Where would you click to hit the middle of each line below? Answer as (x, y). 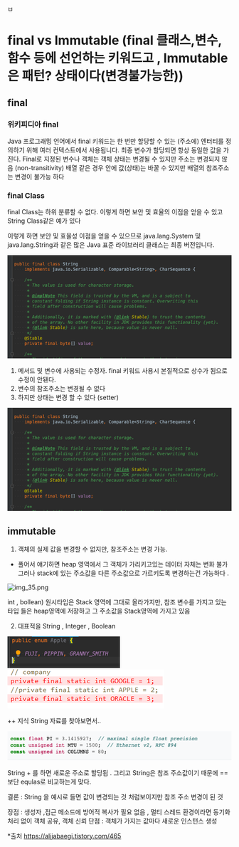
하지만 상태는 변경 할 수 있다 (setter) (68, 398)
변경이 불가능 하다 (39, 177)
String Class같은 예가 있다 (44, 221)
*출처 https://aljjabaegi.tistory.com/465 (64, 836)
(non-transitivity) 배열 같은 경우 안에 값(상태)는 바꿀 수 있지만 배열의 (110, 167)
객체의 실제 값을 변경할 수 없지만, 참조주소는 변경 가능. (92, 549)
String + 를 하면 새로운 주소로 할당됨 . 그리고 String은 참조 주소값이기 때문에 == (118, 772)
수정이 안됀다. (37, 380)
